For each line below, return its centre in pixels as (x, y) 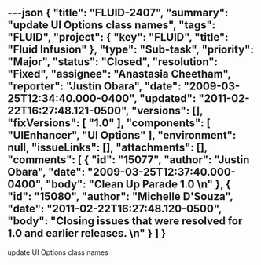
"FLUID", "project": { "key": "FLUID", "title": (118, 37)
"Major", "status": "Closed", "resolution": (112, 62)
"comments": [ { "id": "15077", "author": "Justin (129, 160)
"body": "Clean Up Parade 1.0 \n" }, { (138, 185)
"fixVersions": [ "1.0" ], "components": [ (109, 123)
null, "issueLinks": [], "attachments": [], (107, 148)
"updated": (168, 98)
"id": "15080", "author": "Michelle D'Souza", (120, 196)
